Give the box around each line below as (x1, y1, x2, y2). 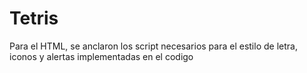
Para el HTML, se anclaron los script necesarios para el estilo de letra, (9, 40, 298, 52)
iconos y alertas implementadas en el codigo (9, 50, 194, 62)
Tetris (9, 7, 59, 30)
